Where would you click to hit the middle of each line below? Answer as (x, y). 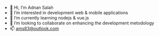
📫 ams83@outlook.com (34, 28)
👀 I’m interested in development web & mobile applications (69, 13)
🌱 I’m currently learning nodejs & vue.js (49, 18)
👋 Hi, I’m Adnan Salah (31, 8)
